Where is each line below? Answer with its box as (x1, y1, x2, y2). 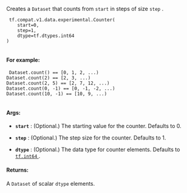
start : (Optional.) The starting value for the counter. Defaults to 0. (15, 123, 182, 130)
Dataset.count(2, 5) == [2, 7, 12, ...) (6, 80, 110, 87)
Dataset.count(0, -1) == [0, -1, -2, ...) (6, 86, 115, 92)
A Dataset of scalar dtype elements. (6, 180, 95, 187)
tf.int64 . (15, 152, 41, 160)
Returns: (6, 166, 29, 174)
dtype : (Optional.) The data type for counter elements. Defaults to (15, 146, 180, 154)
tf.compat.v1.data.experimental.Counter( (8, 17, 115, 23)
